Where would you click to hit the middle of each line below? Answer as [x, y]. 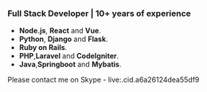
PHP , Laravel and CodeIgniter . [69, 56]
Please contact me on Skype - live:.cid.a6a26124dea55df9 [103, 80]
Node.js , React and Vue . [60, 31]
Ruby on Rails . [43, 48]
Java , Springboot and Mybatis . [70, 64]
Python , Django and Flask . [63, 39]
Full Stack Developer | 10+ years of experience [100, 13]
